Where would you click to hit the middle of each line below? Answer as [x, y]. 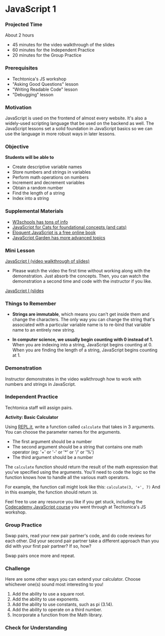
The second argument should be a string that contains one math [77, 447]
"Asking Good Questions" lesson [45, 84]
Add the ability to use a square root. [49, 594]
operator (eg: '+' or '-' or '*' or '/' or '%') [53, 452]
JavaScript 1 [31, 9]
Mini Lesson [20, 250]
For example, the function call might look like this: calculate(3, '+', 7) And [83, 486]
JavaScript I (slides [25, 291]
